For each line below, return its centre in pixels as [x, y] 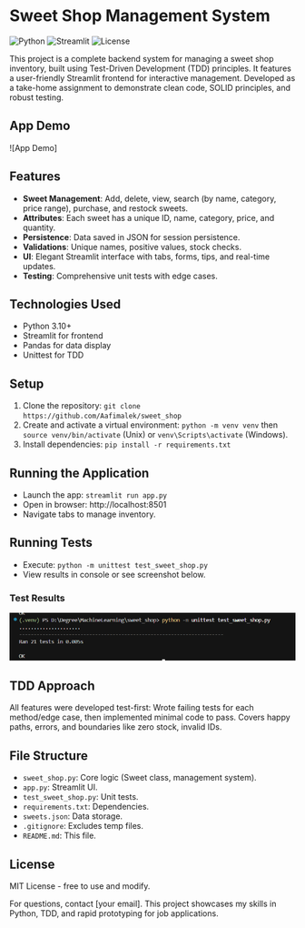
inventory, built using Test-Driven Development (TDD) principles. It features [151, 68]
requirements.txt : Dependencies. [86, 807]
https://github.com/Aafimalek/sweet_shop [102, 416]
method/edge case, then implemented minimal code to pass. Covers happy [150, 717]
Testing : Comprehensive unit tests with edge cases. [120, 276]
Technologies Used [65, 304]
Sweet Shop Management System [140, 16]
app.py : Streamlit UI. [60, 787]
